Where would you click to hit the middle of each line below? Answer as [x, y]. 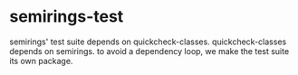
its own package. [41, 61]
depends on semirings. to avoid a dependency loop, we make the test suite [149, 51]
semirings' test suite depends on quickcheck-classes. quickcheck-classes [148, 42]
